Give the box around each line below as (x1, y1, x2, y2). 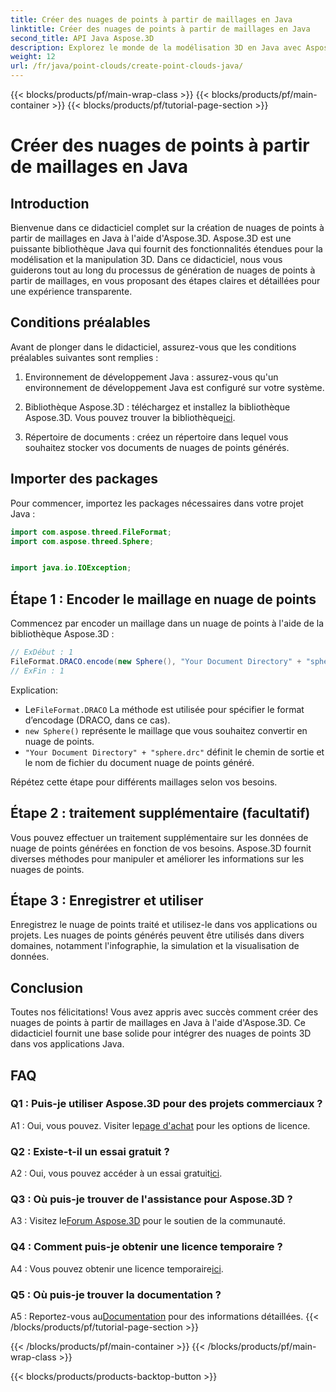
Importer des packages (10, 471, 159, 488)
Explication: (10, 684, 59, 696)
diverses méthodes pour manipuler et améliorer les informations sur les (10, 852, 305, 865)
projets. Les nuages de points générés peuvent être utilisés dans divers (10, 929, 305, 941)
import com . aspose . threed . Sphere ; (10, 536, 155, 546)
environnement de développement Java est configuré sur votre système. (24, 381, 325, 393)
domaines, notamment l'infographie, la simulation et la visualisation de (10, 940, 300, 952)
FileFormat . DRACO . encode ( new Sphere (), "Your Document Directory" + (10, 656, 302, 666)
